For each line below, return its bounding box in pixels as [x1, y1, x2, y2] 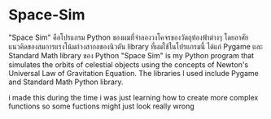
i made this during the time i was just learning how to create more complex [8, 92, 259, 102]
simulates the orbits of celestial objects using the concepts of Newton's [8, 59, 249, 70]
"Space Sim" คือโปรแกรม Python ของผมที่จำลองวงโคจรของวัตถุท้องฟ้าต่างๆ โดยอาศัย [8, 32, 249, 42]
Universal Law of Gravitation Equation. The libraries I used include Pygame [8, 68, 259, 78]
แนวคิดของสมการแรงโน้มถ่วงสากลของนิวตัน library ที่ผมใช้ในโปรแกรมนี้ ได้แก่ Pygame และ [8, 41, 263, 51]
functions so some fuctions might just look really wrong [8, 101, 195, 111]
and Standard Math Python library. [8, 77, 124, 87]
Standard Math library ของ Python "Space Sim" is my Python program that [8, 50, 255, 60]
